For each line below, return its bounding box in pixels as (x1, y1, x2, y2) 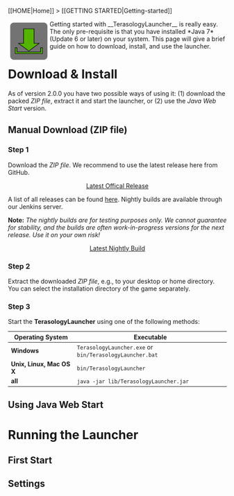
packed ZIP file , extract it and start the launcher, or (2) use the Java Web (8, 96, 217, 105)
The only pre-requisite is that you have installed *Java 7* (49, 28, 215, 35)
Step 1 (8, 145, 29, 155)
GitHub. (8, 168, 30, 176)
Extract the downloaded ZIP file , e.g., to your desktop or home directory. (8, 277, 215, 285)
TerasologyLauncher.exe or (76, 343, 153, 351)
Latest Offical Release (86, 181, 149, 190)
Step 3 (8, 302, 31, 311)
